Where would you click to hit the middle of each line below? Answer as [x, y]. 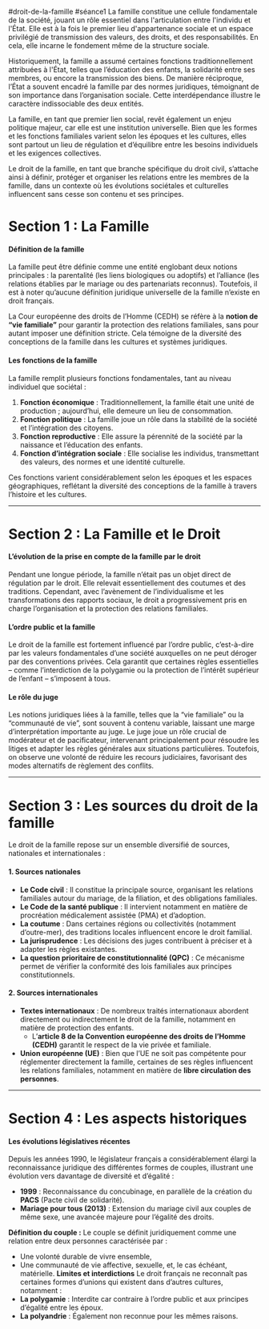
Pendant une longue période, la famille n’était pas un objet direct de [120, 574]
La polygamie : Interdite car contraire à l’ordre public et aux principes [134, 1299]
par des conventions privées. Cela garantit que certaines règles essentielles [133, 662]
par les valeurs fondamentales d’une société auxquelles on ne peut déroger [133, 653]
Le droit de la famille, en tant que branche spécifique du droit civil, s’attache [133, 169]
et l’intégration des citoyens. [66, 428]
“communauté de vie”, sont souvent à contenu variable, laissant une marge [132, 723]
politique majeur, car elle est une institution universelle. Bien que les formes [133, 128]
